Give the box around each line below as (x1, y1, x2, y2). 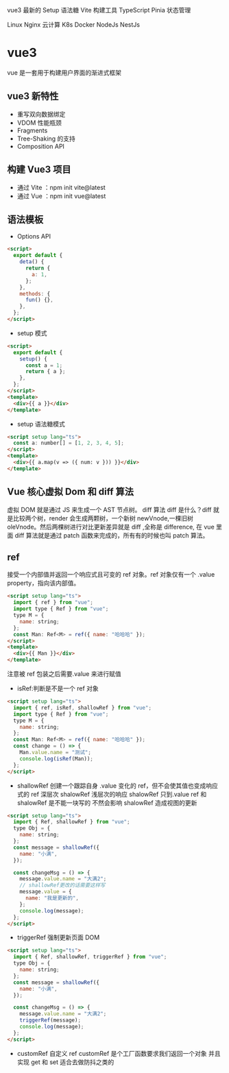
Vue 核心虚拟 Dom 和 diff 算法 (7, 486, 134, 498)
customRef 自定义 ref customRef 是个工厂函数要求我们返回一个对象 (16, 1049, 207, 1057)
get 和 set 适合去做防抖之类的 (30, 1058, 114, 1066)
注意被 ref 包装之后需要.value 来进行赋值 (7, 670, 121, 677)
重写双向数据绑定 (16, 110, 66, 118)
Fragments (16, 126, 48, 134)
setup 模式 (16, 328, 47, 337)
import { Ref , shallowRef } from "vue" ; (13, 819, 130, 825)
